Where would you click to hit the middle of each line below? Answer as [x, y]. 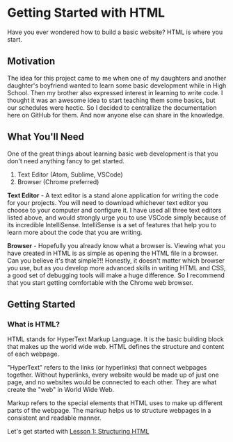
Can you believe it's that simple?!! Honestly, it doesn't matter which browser [116, 260]
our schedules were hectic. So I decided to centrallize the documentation [112, 107]
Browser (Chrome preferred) [58, 181]
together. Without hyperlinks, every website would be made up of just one [113, 375]
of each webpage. [33, 354]
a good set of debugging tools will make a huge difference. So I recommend [116, 275]
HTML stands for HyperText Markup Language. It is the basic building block [115, 339]
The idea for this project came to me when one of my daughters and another [117, 78]
